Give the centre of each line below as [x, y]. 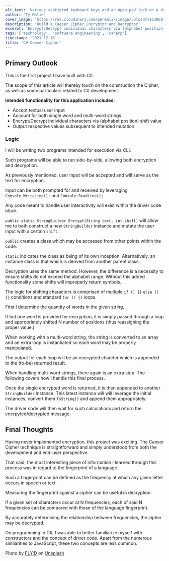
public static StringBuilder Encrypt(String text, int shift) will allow [82, 220]
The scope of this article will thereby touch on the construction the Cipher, [82, 85]
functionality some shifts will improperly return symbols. [63, 282]
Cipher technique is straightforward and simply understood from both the [81, 447]
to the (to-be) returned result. [36, 363]
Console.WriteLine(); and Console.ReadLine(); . [55, 195]
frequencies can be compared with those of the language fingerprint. [77, 508]
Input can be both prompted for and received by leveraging [67, 190]
